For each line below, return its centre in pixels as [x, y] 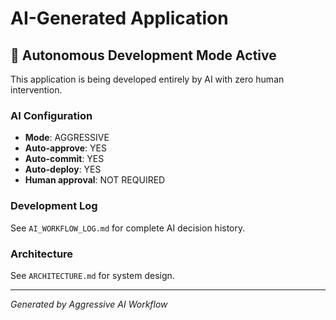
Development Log [54, 206]
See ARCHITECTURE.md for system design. [92, 275]
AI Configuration [51, 115]
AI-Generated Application [119, 18]
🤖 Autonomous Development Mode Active [143, 55]
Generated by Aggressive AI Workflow [89, 304]
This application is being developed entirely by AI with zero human [147, 79]
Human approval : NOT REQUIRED [95, 180]
